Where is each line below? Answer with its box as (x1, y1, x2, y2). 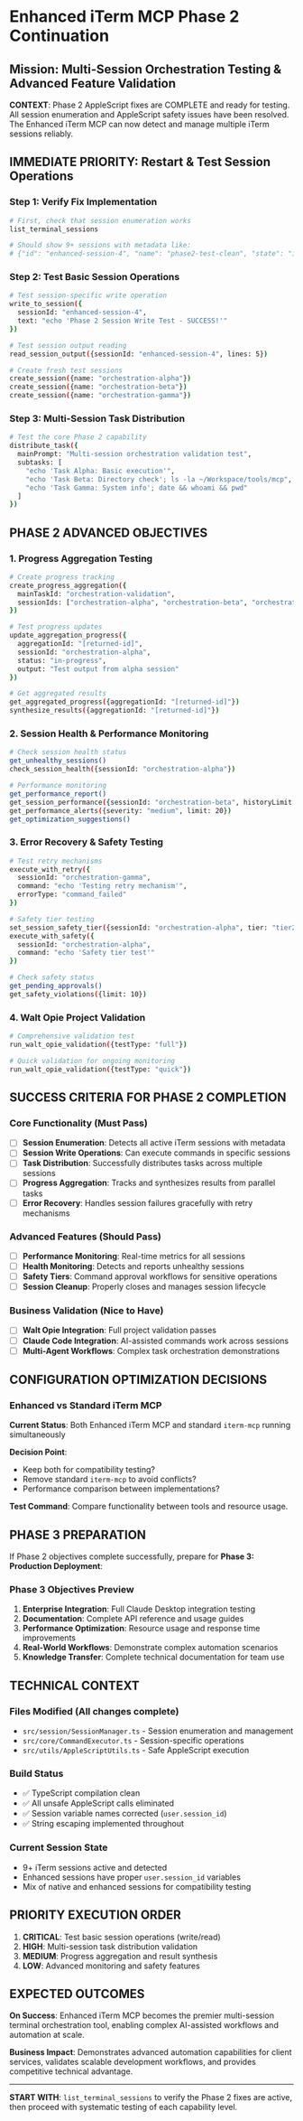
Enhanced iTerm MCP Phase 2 (9, 6, 240, 27)
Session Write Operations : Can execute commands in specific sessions (22, 1147, 291, 1158)
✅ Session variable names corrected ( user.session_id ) (22, 1808, 227, 1819)
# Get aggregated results (9, 689, 106, 698)
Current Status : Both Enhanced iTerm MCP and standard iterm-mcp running (9, 1420, 291, 1431)
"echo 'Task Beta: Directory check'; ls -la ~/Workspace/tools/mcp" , (25, 474, 293, 484)
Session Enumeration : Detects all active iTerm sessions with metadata (22, 1137, 286, 1148)
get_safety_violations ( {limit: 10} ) (9, 989, 147, 999)
